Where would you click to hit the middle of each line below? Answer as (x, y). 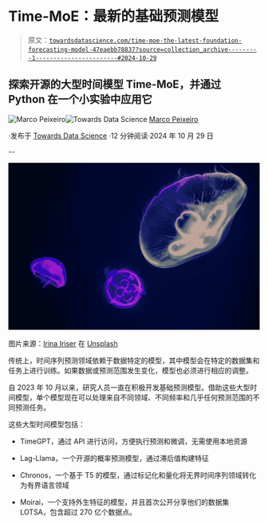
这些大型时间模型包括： (47, 424)
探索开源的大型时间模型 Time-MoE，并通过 (115, 85)
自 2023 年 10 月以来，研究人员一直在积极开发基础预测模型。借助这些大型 (129, 388)
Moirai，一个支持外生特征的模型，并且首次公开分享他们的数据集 (124, 502)
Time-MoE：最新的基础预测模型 (114, 16)
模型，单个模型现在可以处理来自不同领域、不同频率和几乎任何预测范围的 (134, 398)
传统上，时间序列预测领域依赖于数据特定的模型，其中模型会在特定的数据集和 (134, 360)
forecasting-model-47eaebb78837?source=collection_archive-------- (142, 49)
